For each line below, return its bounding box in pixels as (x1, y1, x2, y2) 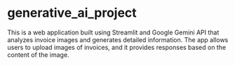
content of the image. (7, 51, 69, 59)
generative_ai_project (7, 5, 137, 21)
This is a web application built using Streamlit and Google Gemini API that (7, 28, 220, 37)
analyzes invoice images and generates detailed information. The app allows (7, 35, 229, 44)
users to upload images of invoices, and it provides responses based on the (7, 43, 227, 51)
